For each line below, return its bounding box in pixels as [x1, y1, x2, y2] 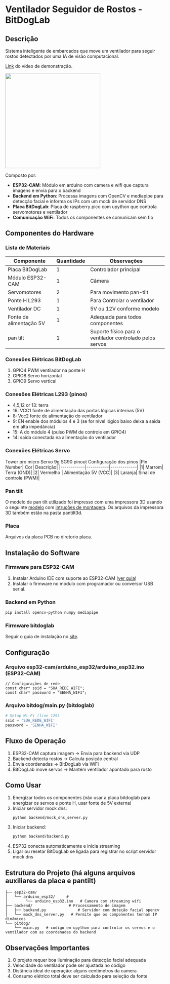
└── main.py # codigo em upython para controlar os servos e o [14, 925, 155, 930]
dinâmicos [5, 917, 26, 922]
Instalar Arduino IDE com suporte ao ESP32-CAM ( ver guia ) [12, 575, 137, 581]
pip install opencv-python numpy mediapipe [5, 610, 99, 615]
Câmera [90, 277, 109, 284]
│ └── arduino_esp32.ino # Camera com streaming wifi [5, 899, 142, 904]
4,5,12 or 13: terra [12, 402, 49, 408]
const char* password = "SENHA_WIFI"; [5, 690, 87, 695]
